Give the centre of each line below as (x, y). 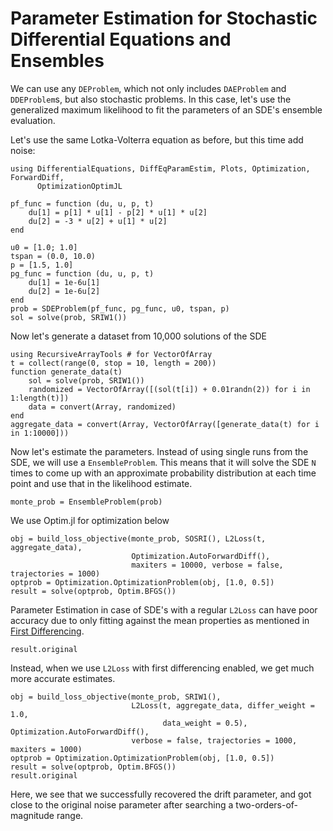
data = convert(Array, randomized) (102, 407)
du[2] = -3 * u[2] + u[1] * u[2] (98, 221)
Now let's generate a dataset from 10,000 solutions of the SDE (138, 336)
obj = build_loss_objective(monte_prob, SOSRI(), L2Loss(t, (138, 538)
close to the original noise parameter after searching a (122, 804)
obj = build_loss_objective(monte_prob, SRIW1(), (116, 697)
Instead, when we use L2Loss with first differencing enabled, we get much (162, 668)
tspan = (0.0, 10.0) (53, 256)
